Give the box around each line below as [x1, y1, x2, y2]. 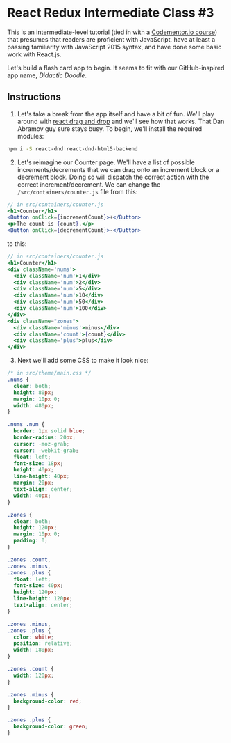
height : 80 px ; [13, 389, 54, 396]
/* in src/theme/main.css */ [7, 370, 92, 377]
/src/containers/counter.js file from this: [17, 187, 138, 196]
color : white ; [13, 634, 54, 641]
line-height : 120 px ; [13, 595, 73, 602]
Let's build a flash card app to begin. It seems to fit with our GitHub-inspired [7, 63, 225, 72]
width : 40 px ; [13, 492, 51, 499]
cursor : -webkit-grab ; [13, 447, 79, 454]
